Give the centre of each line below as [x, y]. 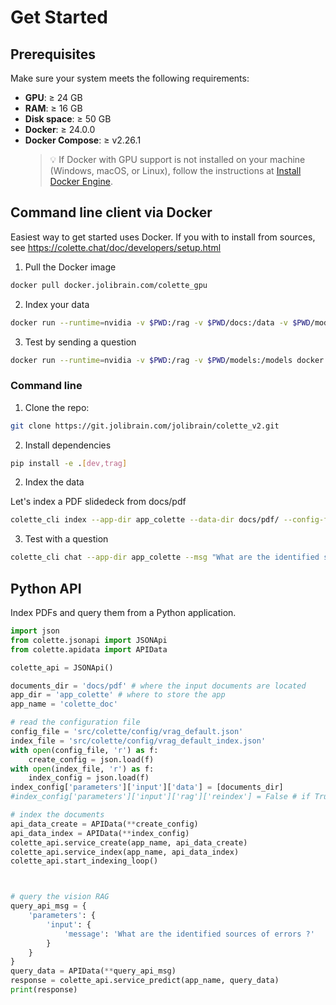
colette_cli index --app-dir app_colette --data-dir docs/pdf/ [145, 520]
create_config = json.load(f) [91, 759]
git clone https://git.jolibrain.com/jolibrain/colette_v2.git [145, 426]
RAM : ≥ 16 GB [53, 108]
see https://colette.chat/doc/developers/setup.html [116, 247]
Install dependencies [68, 445]
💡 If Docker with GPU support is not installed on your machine [177, 159]
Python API [46, 588]
